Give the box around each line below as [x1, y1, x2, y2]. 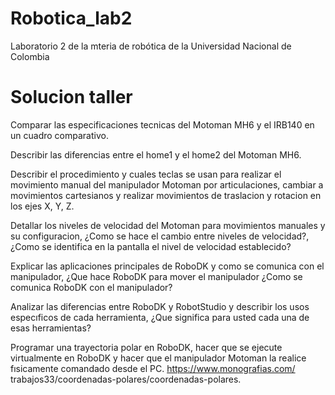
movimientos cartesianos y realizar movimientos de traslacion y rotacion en [10, 189, 322, 201]
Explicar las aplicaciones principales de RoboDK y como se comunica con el [10, 260, 325, 272]
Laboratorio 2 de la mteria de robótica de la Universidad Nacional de [10, 40, 292, 52]
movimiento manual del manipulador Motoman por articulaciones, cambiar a [10, 178, 324, 191]
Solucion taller [10, 86, 133, 109]
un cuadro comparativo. [10, 129, 109, 141]
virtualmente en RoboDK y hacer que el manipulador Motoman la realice [10, 352, 307, 364]
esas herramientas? [10, 322, 92, 334]
